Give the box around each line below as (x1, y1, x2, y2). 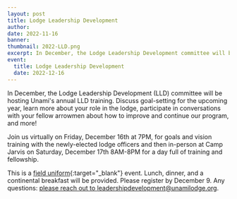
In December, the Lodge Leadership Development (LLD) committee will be (7, 89, 223, 97)
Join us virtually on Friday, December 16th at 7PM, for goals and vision (7, 132, 212, 141)
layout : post (7, 10, 46, 18)
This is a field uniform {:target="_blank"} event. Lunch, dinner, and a (7, 169, 204, 177)
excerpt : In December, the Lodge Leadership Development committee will (7, 50, 226, 57)
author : (7, 23, 30, 30)
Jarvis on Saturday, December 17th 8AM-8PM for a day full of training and (7, 147, 223, 156)
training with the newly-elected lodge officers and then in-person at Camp (7, 140, 224, 148)
